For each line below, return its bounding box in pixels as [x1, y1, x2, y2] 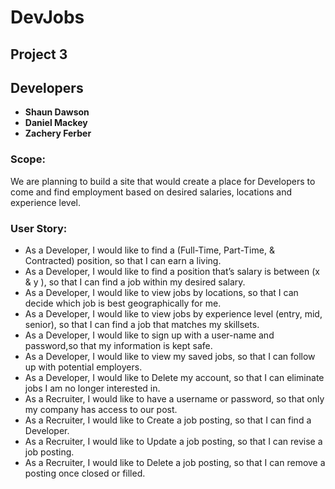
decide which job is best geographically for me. [24, 297, 222, 309]
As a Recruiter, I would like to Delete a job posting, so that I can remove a [24, 456, 326, 468]
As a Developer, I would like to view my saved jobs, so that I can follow [24, 350, 316, 362]
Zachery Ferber [24, 127, 92, 140]
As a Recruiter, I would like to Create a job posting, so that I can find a [24, 414, 312, 426]
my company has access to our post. [24, 403, 178, 415]
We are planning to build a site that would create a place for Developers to [10, 175, 316, 187]
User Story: [10, 221, 68, 235]
